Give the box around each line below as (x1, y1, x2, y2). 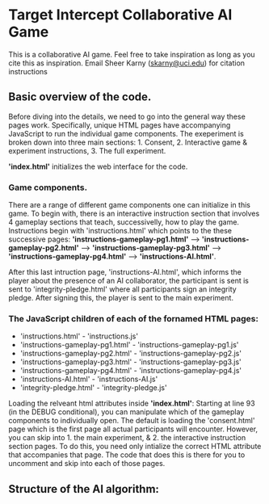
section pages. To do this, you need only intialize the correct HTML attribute (8, 442, 262, 451)
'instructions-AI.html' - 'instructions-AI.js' (19, 374, 158, 384)
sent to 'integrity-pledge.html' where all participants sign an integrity (8, 284, 237, 294)
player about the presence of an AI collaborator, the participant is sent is (8, 276, 249, 286)
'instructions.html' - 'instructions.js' (19, 331, 139, 341)
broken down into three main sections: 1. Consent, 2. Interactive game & (8, 137, 248, 147)
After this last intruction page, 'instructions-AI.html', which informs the (8, 267, 242, 277)
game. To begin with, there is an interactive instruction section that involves (8, 208, 260, 219)
